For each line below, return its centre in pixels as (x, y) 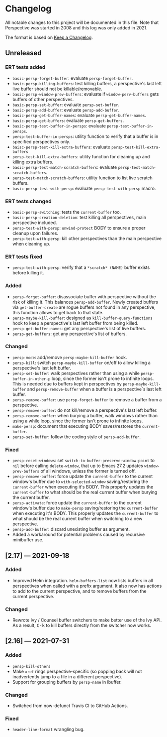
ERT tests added (25, 67)
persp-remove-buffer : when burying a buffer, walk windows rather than (85, 415)
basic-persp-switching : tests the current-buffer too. (67, 212)
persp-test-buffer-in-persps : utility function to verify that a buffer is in (85, 136)
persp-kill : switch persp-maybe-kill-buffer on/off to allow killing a (81, 363)
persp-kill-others (31, 666)
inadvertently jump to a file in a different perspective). (67, 676)
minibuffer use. (28, 540)
